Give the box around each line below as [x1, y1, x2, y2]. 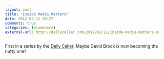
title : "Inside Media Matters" [5, 12, 69, 17]
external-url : [5, 30, 34, 35]
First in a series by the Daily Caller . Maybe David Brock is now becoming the [5, 43, 158, 49]
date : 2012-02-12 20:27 [5, 16, 54, 21]
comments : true [5, 20, 36, 26]
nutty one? [5, 48, 27, 54]
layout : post [5, 7, 32, 12]
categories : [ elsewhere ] [5, 25, 56, 30]
